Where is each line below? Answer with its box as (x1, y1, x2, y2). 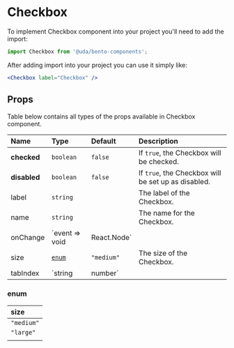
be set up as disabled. (138, 176, 211, 186)
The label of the (138, 188, 190, 197)
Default (91, 136, 116, 146)
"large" (10, 328, 36, 336)
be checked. (138, 156, 180, 166)
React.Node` (91, 232, 132, 242)
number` (91, 268, 119, 278)
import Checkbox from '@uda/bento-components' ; (7, 48, 148, 55)
